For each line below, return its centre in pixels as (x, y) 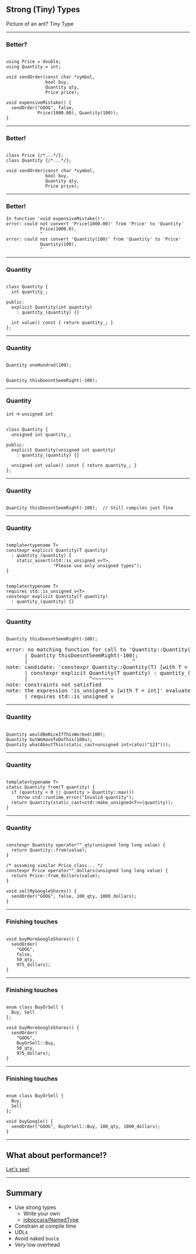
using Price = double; (34, 62)
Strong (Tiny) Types (43, 10)
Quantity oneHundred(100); (39, 365)
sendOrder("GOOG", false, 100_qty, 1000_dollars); (74, 896)
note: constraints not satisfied (54, 685)
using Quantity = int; (34, 67)
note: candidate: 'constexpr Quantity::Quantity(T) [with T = (97, 667)
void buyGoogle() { (30, 1122)
